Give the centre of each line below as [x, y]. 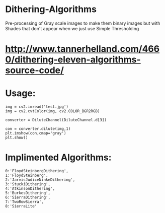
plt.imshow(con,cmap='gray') [36, 133]
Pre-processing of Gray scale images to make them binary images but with [83, 23]
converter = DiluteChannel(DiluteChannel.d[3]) [56, 120]
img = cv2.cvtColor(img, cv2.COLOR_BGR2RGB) [53, 111]
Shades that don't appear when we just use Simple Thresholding [72, 28]
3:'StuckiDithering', [28, 184]
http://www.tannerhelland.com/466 [82, 49]
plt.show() [17, 138]
